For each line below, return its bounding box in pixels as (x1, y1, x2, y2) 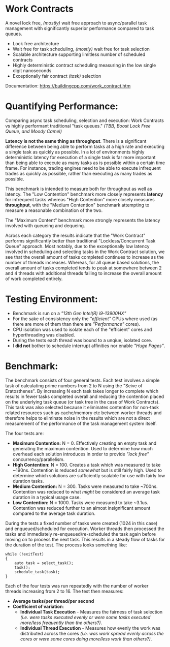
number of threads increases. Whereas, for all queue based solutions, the (5, 259, 159, 265)
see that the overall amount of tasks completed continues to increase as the (5, 254, 164, 260)
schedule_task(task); (14, 569, 60, 574)
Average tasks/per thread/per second (12, 598, 94, 604)
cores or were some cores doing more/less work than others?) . (20, 636, 152, 642)
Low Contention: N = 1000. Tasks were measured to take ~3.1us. (12, 499, 149, 506)
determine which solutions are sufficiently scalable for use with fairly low (12, 472, 165, 478)
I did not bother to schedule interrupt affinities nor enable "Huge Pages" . (12, 343, 165, 349)
